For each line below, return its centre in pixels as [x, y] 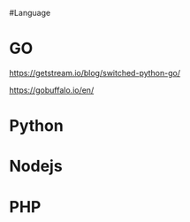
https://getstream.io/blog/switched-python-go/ [95, 73]
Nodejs [36, 166]
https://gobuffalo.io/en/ [52, 90]
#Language [30, 13]
